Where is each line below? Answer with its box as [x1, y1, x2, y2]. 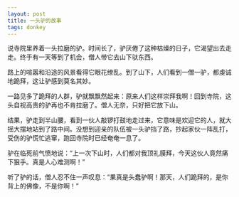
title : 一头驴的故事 [7, 17, 62, 24]
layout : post [7, 10, 46, 18]
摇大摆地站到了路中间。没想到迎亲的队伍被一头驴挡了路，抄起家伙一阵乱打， [7, 125, 232, 134]
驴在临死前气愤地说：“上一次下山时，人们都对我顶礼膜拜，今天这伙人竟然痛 [7, 149, 229, 157]
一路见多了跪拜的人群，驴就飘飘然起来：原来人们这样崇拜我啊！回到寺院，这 [7, 92, 232, 100]
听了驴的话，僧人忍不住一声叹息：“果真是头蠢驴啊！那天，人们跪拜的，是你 [7, 173, 229, 181]
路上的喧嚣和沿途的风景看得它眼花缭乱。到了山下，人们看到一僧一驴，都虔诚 [7, 68, 232, 77]
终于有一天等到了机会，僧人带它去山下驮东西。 [19, 53, 157, 61]
